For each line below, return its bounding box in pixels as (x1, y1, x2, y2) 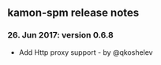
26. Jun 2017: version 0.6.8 (7, 30, 114, 41)
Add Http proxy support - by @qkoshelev (18, 47, 153, 57)
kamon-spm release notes (7, 6, 140, 20)
